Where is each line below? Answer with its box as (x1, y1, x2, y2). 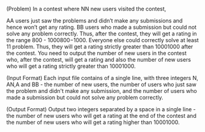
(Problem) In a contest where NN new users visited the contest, (6, 5, 166, 12)
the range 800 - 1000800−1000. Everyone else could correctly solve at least (6, 37, 199, 43)
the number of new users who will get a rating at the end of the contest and (6, 112, 197, 119)
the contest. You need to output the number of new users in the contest (6, 50, 187, 57)
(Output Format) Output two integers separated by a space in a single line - (6, 106, 196, 112)
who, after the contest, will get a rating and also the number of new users (6, 56, 192, 63)
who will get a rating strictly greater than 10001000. (6, 62, 136, 70)
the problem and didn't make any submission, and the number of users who (6, 87, 197, 94)
